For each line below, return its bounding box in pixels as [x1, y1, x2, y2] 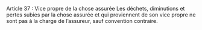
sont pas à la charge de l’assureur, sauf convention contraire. [6, 18, 158, 24]
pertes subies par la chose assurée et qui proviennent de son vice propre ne [6, 11, 196, 18]
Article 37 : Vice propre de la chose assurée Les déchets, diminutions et [6, 5, 185, 12]
